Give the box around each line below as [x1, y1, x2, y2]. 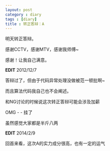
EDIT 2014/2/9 [5, 130, 36, 136]
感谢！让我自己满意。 [5, 57, 49, 63]
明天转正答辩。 [5, 36, 36, 42]
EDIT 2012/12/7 [5, 67, 37, 73]
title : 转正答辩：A [5, 21, 44, 27]
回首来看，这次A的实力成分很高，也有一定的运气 [5, 140, 105, 146]
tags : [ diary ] [5, 17, 37, 22]
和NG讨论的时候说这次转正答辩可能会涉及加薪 [5, 99, 100, 105]
